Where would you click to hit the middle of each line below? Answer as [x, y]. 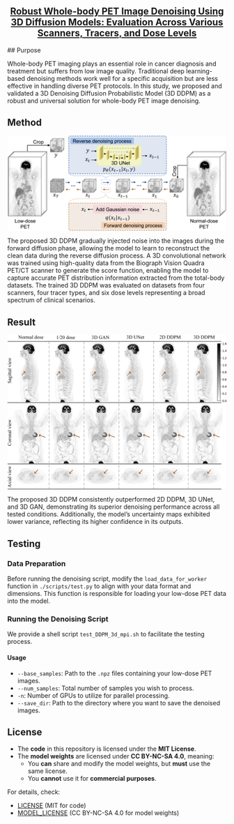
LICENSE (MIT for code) [52, 806]
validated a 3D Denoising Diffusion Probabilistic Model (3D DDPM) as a [109, 93]
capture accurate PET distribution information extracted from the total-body [116, 278]
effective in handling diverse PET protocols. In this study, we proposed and [115, 86]
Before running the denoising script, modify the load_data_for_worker [107, 579]
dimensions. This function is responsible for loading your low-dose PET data [117, 594]
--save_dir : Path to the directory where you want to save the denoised [119, 703]
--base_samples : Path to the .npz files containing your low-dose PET [115, 673]
